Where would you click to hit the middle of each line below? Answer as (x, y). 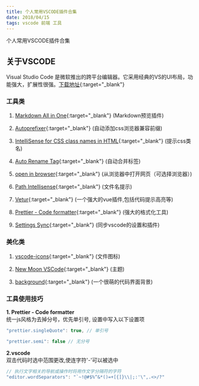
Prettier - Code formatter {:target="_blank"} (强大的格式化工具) (92, 212)
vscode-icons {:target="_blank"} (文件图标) (68, 256)
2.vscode (18, 353)
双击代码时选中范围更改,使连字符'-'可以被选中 (62, 360)
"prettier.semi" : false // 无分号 (48, 341)
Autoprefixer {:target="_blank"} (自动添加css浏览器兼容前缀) (89, 128)
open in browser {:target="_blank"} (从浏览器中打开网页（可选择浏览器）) (103, 174)
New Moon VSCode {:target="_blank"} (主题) (70, 269)
